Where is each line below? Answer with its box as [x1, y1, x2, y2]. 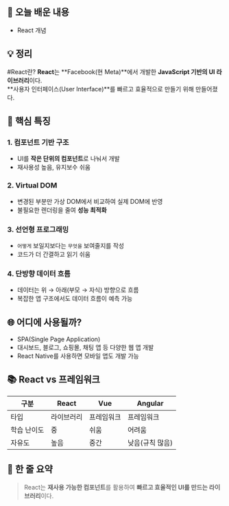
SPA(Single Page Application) [16, 335, 101, 343]
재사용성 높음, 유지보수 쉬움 [16, 163, 91, 172]
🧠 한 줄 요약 [7, 463, 53, 475]
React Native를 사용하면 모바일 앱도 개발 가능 [16, 352, 139, 360]
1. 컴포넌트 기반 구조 [7, 137, 70, 147]
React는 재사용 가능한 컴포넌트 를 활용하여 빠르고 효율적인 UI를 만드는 [23, 483, 208, 491]
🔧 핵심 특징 [7, 115, 51, 127]
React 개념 [16, 26, 47, 34]
